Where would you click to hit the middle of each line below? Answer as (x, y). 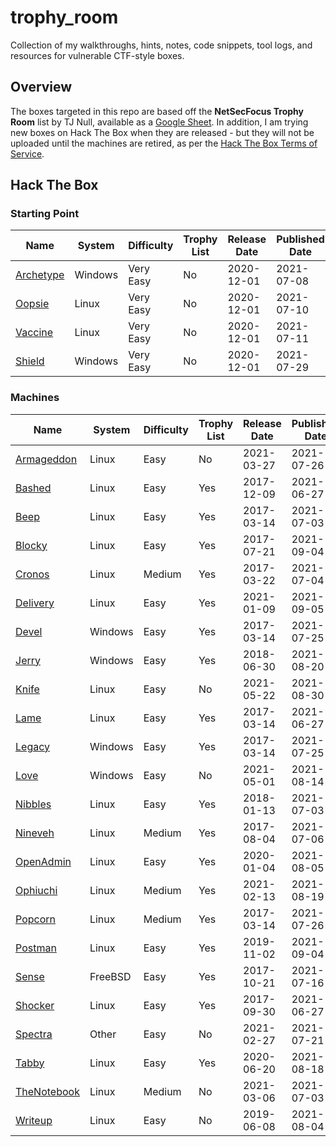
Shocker (35, 1005)
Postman (36, 948)
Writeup (34, 1120)
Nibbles (33, 804)
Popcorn (35, 919)
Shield (30, 361)
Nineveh (35, 833)
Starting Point (45, 214)
